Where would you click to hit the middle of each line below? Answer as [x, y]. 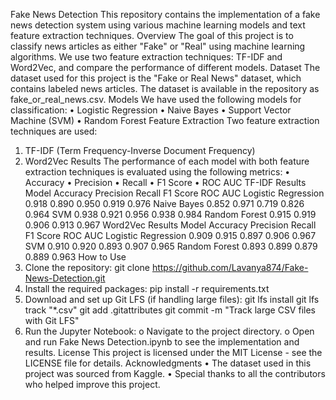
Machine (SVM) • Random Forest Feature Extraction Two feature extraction [165, 120]
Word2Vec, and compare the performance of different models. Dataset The [165, 67]
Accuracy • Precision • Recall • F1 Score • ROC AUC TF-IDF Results [165, 182]
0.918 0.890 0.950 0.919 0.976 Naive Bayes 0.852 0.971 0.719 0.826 [164, 203]
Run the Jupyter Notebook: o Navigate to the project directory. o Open [169, 331]
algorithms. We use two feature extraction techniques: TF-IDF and [146, 57]
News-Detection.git [65, 278]
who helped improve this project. [92, 384]
